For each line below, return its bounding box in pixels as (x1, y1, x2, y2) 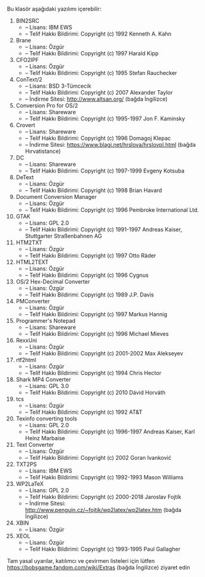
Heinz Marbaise (25, 435, 66, 441)
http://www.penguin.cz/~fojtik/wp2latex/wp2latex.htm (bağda (25, 506, 182, 513)
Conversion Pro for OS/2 (15, 102, 79, 109)
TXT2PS (15, 460, 37, 468)
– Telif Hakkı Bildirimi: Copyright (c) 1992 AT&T (25, 408, 143, 416)
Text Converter (15, 441, 54, 448)
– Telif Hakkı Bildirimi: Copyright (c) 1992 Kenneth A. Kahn (25, 30, 172, 37)
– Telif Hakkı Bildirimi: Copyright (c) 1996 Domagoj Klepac (25, 134, 171, 142)
